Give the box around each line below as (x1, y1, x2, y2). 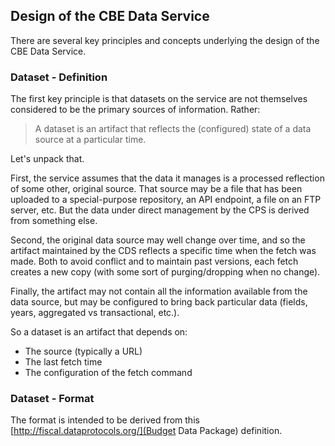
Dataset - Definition (10, 70, 108, 84)
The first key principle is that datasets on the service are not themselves (10, 93, 308, 105)
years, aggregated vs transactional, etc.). (10, 307, 180, 319)
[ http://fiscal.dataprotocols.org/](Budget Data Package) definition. (10, 425, 283, 437)
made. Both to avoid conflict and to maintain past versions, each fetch (10, 255, 299, 268)
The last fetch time (24, 356, 103, 368)
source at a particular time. (34, 134, 147, 146)
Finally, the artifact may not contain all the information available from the (10, 285, 308, 298)
